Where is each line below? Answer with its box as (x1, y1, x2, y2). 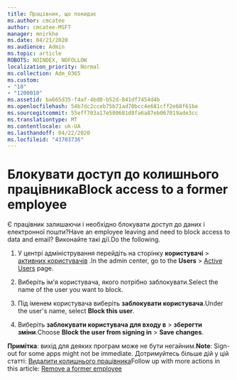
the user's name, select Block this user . (17, 307, 135, 315)
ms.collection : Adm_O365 (7, 70, 81, 77)
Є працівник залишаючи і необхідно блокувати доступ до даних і (7, 220, 205, 229)
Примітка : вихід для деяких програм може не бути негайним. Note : (7, 342, 213, 350)
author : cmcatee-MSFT (7, 23, 72, 31)
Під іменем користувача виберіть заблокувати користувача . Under (17, 299, 224, 308)
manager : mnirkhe (7, 30, 59, 38)
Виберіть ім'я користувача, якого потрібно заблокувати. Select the (17, 278, 219, 286)
